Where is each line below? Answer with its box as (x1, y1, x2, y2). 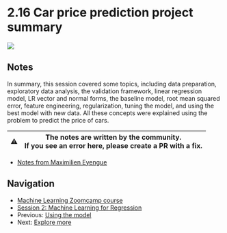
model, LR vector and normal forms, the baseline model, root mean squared (7, 94, 220, 102)
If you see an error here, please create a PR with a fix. (24, 140, 203, 150)
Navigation (7, 178, 55, 190)
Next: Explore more (16, 218, 72, 226)
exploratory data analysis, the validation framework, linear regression (7, 87, 202, 95)
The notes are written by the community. (45, 132, 182, 142)
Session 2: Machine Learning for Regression (16, 204, 142, 212)
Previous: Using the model (16, 210, 92, 219)
